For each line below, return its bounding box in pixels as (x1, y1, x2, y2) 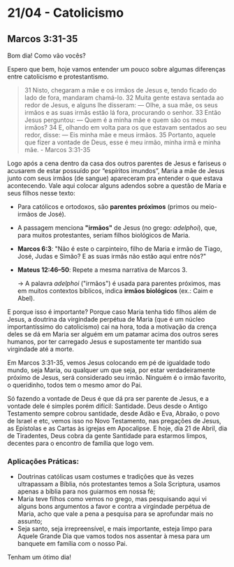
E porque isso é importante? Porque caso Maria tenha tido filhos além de (7, 308, 217, 316)
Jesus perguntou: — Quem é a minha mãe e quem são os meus (24, 116, 207, 124)
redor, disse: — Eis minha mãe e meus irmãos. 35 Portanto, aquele (24, 131, 217, 139)
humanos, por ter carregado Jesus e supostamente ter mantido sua (7, 338, 202, 346)
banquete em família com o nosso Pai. (17, 540, 128, 548)
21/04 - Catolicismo (7, 5, 124, 21)
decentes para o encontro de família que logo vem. (7, 439, 154, 447)
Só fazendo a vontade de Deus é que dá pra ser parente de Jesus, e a (7, 395, 210, 402)
